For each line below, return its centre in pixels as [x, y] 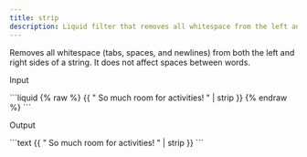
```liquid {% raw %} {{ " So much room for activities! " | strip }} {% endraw [148, 98]
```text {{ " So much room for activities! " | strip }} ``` [106, 142]
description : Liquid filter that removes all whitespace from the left [148, 26]
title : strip [34, 18]
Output [22, 125]
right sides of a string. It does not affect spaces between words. [130, 62]
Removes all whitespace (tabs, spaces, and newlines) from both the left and [152, 52]
